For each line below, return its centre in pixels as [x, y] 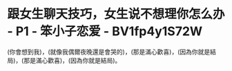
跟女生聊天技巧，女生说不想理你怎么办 [116, 14]
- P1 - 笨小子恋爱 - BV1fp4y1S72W [105, 31]
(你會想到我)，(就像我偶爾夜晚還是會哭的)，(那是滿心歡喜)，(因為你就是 [109, 52]
